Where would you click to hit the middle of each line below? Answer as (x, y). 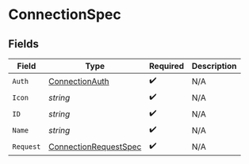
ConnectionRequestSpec (95, 147)
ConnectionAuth (79, 81)
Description (214, 66)
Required (167, 66)
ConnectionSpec (65, 15)
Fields (24, 44)
